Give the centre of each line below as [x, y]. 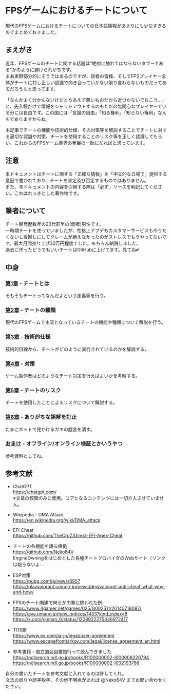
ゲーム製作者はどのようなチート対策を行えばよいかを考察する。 [73, 376]
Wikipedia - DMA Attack [38, 514]
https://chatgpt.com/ [35, 492]
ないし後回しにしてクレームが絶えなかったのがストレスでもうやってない [86, 237]
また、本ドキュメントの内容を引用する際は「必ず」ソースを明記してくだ [82, 187]
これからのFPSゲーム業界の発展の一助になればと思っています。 [81, 143]
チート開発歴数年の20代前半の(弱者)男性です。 [55, 224]
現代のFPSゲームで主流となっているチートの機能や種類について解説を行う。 [85, 322]
